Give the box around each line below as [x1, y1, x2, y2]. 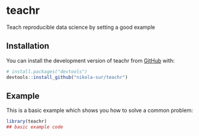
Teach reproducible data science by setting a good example [6, 23, 156, 31]
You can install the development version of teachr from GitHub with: [6, 57, 175, 64]
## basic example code [6, 124, 63, 130]
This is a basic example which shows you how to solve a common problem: [6, 107, 193, 114]
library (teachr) [6, 119, 47, 125]
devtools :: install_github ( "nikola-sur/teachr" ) [6, 74, 128, 80]
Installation [6, 41, 49, 51]
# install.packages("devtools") [6, 69, 87, 75]
